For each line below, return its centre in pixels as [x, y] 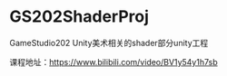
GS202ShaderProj [79, 17]
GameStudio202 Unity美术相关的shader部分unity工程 [109, 43]
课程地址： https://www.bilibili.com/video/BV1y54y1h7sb [113, 62]
